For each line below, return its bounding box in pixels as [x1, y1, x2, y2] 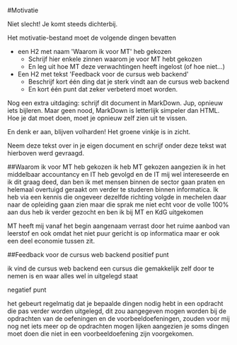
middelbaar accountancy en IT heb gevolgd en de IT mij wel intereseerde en [7, 170, 229, 178]
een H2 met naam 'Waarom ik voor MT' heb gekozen [17, 48, 172, 55]
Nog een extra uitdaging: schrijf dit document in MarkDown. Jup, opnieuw [7, 99, 224, 107]
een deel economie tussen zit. [7, 237, 96, 245]
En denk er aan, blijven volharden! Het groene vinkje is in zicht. [7, 128, 191, 136]
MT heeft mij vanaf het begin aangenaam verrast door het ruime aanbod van [7, 221, 230, 230]
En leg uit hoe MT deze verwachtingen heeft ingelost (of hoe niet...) [28, 62, 225, 70]
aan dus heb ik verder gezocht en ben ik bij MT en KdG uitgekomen [7, 208, 204, 216]
